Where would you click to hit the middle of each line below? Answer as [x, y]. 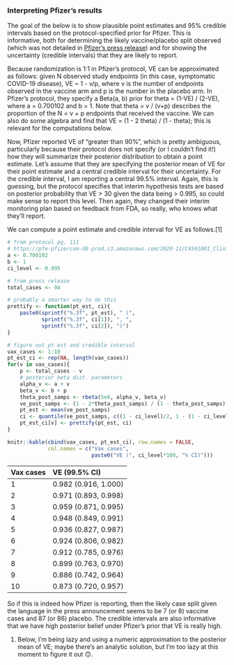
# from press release [39, 281]
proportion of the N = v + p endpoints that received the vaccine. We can [111, 113]
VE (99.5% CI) [77, 472]
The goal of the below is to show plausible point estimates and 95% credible [117, 26]
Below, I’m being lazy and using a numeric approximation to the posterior [122, 639]
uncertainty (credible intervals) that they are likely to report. [93, 55]
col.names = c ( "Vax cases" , [88, 448]
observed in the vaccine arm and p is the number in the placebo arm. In [110, 91]
